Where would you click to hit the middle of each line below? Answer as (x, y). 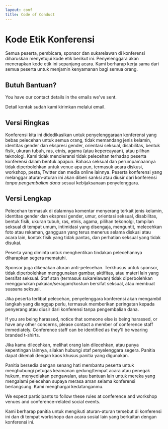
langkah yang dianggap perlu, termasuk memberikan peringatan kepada (80, 304)
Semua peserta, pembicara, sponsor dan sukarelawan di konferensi (75, 53)
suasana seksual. (23, 289)
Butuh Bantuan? (31, 85)
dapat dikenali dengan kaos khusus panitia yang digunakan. (67, 355)
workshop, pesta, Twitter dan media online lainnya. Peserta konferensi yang (84, 172)
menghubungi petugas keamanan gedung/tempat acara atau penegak (78, 370)
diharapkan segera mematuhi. (36, 258)
